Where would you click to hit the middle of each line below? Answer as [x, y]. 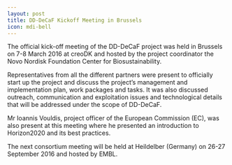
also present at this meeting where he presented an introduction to [103, 126]
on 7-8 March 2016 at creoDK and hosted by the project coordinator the [111, 54]
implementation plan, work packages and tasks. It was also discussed [108, 90]
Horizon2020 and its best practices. [59, 133]
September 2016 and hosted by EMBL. [63, 154]
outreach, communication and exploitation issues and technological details [115, 97]
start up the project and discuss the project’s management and [97, 82]
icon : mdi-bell [29, 27]
